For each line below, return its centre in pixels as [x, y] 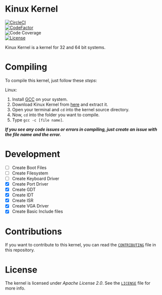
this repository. [20, 250]
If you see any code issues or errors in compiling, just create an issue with [81, 129]
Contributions [33, 231]
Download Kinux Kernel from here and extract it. [60, 104]
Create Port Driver [30, 184]
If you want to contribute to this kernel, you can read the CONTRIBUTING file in [81, 245]
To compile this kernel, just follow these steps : [51, 80]
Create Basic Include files [37, 211]
